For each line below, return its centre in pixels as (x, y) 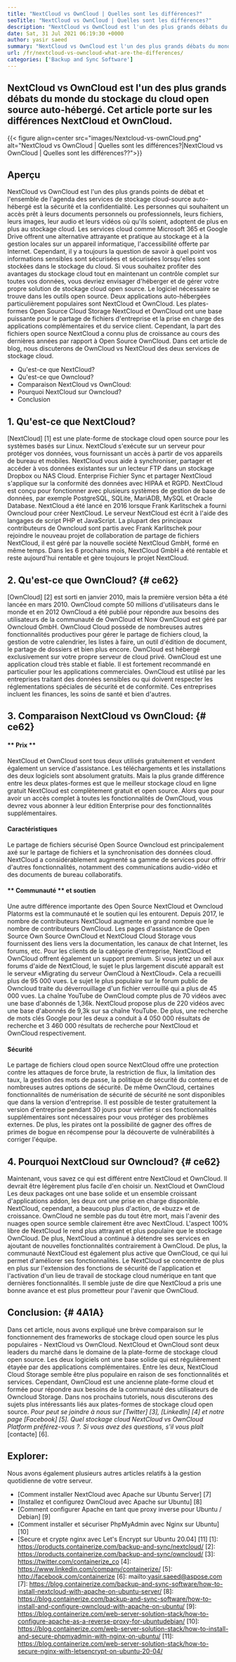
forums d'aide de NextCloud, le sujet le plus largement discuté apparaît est (116, 966)
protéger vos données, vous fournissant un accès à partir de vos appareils (115, 453)
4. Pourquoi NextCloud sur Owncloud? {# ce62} (114, 1161)
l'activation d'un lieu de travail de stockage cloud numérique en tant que (112, 1275)
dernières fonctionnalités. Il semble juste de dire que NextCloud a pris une (114, 1283)
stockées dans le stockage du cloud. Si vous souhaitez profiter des (104, 266)
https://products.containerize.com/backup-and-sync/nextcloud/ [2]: (116, 1546)
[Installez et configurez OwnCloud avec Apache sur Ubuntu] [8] (110, 1502)
